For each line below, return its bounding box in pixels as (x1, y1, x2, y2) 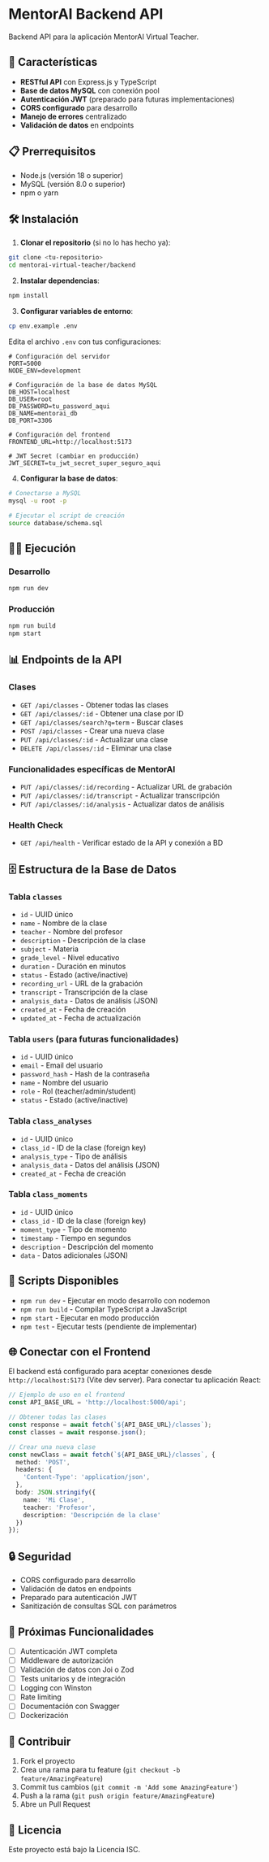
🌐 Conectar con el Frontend (8, 1345, 152, 1359)
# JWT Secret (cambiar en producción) (8, 452, 139, 460)
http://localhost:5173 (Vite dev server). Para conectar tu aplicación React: (8, 1375, 262, 1385)
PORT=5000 (8, 359, 42, 368)
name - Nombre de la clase (19, 918, 108, 928)
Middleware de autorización (19, 1655, 113, 1665)
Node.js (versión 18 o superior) (19, 170, 124, 180)
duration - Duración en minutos (19, 961, 126, 971)
